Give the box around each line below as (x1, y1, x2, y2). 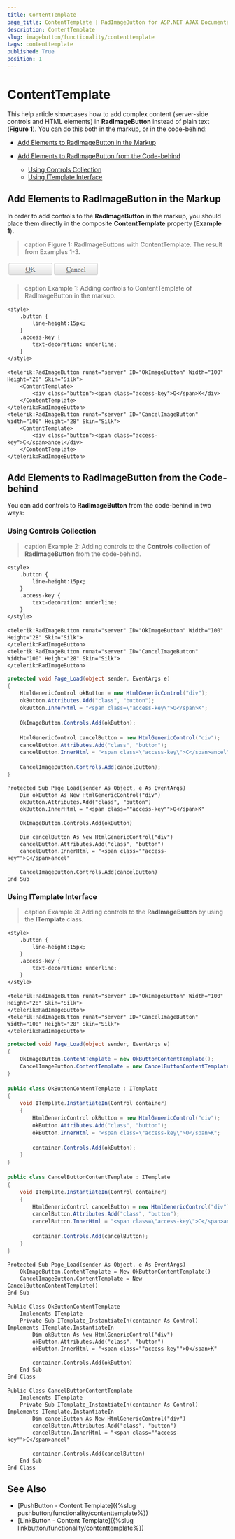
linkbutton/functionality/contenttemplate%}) (17, 1524, 145, 1533)
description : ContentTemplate (7, 26, 96, 33)
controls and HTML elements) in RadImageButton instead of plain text (7, 117, 210, 125)
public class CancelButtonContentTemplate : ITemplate (7, 1174, 171, 1181)
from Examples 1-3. (24, 247, 80, 256)
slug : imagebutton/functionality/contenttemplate (7, 34, 155, 41)
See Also (7, 1483, 47, 1495)
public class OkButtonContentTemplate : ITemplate (7, 1085, 158, 1092)
